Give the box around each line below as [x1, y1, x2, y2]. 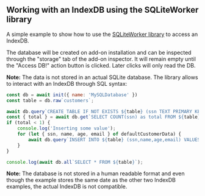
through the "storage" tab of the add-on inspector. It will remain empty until [6, 55, 196, 63]
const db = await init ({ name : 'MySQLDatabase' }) [6, 91, 138, 98]
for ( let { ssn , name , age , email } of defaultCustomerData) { [17, 131, 182, 138]
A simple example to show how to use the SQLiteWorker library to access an [6, 30, 198, 38]
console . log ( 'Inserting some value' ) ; [17, 125, 116, 131]
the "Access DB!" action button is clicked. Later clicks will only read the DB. [6, 61, 196, 69]
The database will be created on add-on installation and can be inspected [6, 49, 192, 56]
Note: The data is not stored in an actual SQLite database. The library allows [6, 73, 198, 81]
